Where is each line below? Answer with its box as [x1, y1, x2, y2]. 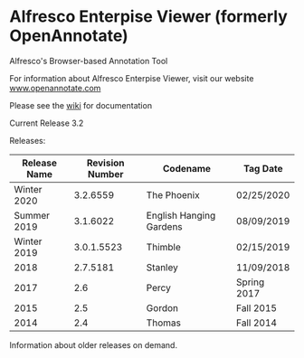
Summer [14, 209, 51, 221]
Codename [162, 162, 211, 174]
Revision [86, 156, 125, 169]
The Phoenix [146, 188, 201, 201]
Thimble [146, 240, 181, 253]
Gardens [146, 220, 183, 232]
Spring [236, 276, 265, 288]
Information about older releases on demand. [9, 339, 178, 350]
